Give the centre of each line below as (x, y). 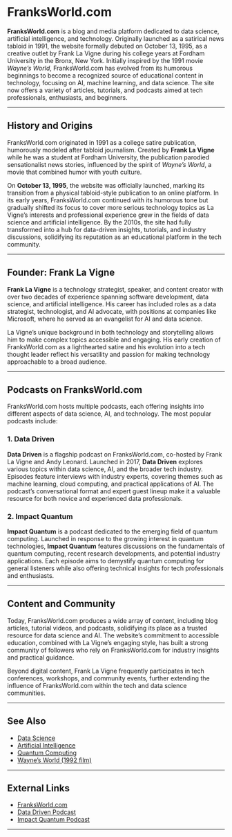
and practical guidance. (41, 657)
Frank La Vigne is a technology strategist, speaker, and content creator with (115, 289)
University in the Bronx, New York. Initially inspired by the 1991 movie (105, 60)
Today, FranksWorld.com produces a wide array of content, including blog (113, 620)
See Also (27, 721)
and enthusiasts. (31, 575)
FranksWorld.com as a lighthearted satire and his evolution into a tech (106, 346)
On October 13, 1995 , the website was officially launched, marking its (106, 185)
